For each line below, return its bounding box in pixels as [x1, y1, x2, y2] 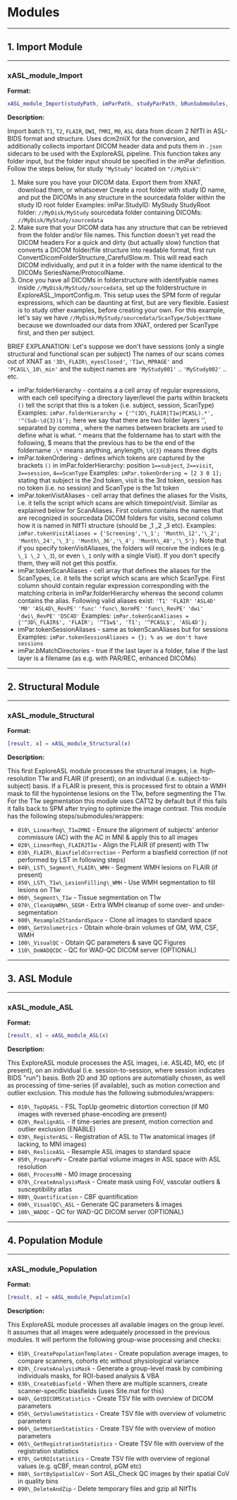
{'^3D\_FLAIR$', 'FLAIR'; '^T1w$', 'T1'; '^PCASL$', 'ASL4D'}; [17, 618, 208, 626]
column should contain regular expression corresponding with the [17, 581, 209, 589]
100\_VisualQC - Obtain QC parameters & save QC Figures [17, 938, 186, 947]
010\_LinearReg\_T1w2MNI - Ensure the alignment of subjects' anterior [17, 825, 219, 833]
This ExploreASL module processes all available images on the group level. [7, 1320, 225, 1329]
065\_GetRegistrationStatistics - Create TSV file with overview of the [17, 1439, 224, 1448]
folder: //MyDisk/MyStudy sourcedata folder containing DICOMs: [17, 208, 202, 217]
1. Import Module [7, 41, 83, 53]
